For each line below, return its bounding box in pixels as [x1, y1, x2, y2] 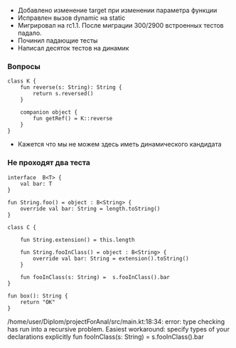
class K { [7, 78, 37, 85]
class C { [7, 223, 37, 231]
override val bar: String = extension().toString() [33, 255, 190, 262]
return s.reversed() [33, 90, 94, 97]
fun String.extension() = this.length [20, 236, 135, 243]
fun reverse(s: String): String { [20, 84, 122, 91]
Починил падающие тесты [17, 36, 98, 45]
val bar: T [20, 180, 53, 187]
